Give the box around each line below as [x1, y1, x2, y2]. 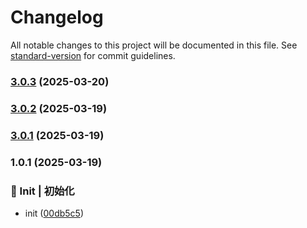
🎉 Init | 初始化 [10, 184, 75, 198]
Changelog [10, 6, 104, 29]
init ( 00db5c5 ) [24, 207, 85, 219]
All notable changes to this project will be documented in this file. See [10, 39, 298, 51]
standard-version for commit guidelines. [10, 49, 176, 61]
